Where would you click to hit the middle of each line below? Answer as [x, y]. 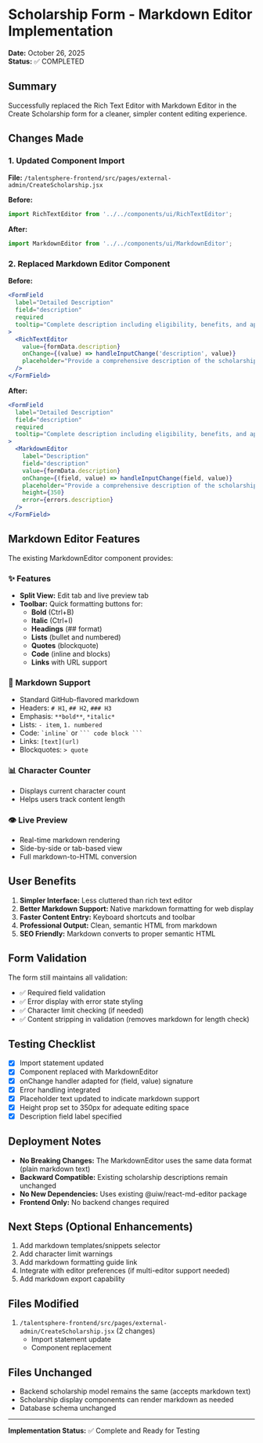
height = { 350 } [43, 493]
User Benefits [42, 881]
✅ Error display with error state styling [81, 1001]
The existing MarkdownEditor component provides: [91, 558]
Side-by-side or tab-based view [71, 848]
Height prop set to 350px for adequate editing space [104, 1107]
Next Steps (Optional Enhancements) [101, 1227]
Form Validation [48, 959]
